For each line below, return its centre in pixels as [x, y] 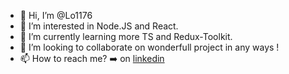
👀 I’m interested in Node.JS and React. [99, 26]
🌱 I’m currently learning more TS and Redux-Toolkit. [126, 36]
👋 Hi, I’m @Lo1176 [56, 15]
